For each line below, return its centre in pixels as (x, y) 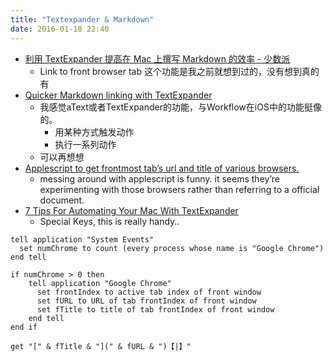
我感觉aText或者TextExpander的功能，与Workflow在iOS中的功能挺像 (180, 107)
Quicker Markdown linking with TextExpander (118, 95)
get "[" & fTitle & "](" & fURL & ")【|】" (101, 346)
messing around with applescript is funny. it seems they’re (159, 178)
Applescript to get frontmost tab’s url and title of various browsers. (162, 168)
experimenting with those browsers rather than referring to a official (179, 189)
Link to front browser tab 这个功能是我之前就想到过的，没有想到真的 (179, 71)
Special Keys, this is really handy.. (109, 221)
